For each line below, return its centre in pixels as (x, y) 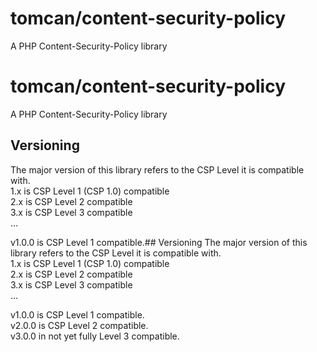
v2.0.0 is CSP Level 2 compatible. (79, 325)
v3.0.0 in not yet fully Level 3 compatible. (95, 336)
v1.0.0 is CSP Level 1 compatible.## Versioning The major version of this (159, 242)
